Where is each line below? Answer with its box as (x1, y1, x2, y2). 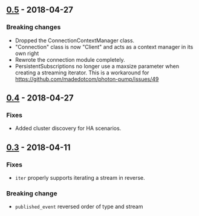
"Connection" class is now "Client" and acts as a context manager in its (15, 43, 194, 50)
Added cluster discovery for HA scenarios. (15, 125, 122, 132)
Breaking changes (6, 23, 61, 31)
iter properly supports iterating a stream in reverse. (15, 174, 145, 182)
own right (15, 50, 39, 57)
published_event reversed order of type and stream (15, 203, 143, 211)
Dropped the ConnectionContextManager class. (15, 36, 135, 44)
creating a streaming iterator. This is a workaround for (15, 69, 149, 76)
